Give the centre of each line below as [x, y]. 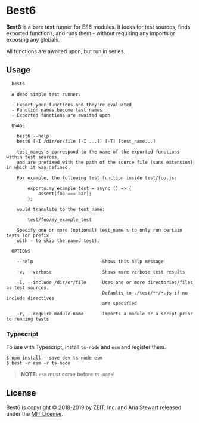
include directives [30, 298]
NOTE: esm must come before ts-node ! [68, 375]
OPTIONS [21, 251]
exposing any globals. [33, 39]
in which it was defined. [38, 167]
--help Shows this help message [90, 261]
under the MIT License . [35, 413]
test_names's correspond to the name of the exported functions [98, 152]
